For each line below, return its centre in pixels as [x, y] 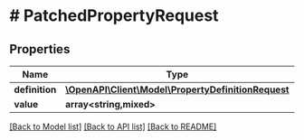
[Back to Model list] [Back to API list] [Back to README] [113, 126]
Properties [40, 49]
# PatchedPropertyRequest [114, 16]
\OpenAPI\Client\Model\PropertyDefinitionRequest [177, 89]
